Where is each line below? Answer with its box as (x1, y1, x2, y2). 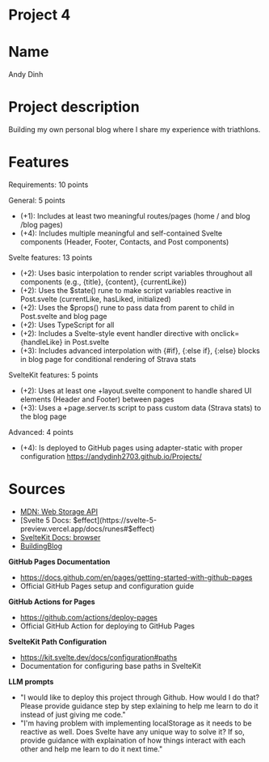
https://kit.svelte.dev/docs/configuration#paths (19, 652, 178, 662)
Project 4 (8, 6, 71, 24)
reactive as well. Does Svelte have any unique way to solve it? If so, (19, 726, 245, 736)
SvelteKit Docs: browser (19, 532, 101, 542)
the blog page (19, 411, 67, 421)
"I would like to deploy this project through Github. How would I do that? (19, 692, 260, 702)
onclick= (210, 329, 240, 338)
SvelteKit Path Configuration (8, 636, 107, 646)
